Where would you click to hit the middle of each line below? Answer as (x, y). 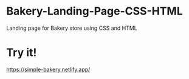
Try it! (22, 53)
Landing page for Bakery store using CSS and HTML (72, 28)
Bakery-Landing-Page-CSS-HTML (95, 11)
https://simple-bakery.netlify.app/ (48, 69)
